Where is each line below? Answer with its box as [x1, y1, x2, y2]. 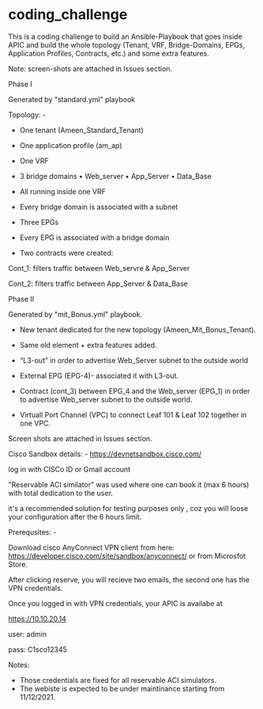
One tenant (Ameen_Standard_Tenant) [19, 125, 145, 135]
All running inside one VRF [19, 186, 107, 196]
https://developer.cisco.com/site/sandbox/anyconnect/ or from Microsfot [8, 551, 246, 560]
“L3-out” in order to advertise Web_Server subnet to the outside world [19, 355, 249, 365]
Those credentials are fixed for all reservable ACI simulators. [19, 675, 217, 684]
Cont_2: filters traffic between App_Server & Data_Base [8, 279, 188, 288]
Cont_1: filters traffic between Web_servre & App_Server [8, 263, 190, 273]
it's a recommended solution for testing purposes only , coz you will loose [8, 503, 249, 513]
